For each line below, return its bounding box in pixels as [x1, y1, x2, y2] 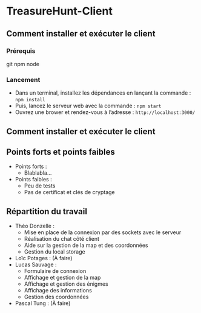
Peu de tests [24, 182, 56, 189]
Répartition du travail [6, 206, 88, 217]
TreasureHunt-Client [6, 4, 113, 18]
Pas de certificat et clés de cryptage [24, 189, 115, 196]
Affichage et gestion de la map [24, 274, 101, 281]
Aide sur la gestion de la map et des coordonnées [24, 241, 148, 249]
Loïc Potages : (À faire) [15, 255, 73, 262]
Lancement [6, 75, 41, 84]
